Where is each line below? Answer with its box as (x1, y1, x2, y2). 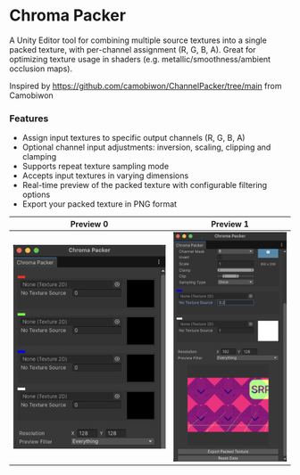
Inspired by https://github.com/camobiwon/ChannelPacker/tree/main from (9, 80, 282, 91)
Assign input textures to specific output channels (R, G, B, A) (21, 133, 246, 143)
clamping (21, 152, 57, 162)
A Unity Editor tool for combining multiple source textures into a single (9, 35, 268, 45)
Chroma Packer (9, 5, 127, 26)
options (21, 189, 51, 201)
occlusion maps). (9, 63, 73, 74)
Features (9, 112, 49, 125)
